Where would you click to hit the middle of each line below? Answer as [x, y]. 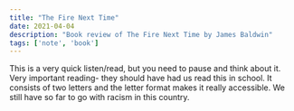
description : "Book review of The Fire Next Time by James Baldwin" [141, 34]
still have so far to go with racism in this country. [100, 97]
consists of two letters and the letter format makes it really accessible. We [147, 88]
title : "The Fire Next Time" [64, 18]
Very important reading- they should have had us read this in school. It [141, 79]
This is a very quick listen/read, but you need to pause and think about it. [145, 69]
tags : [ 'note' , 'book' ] [54, 43]
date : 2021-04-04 [42, 26]
